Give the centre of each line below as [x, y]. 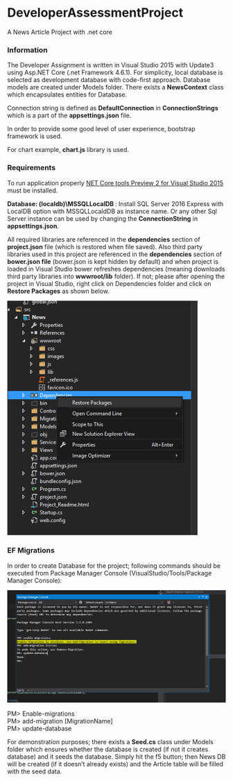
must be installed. [33, 190]
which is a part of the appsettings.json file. [69, 115]
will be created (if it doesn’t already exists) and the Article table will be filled [115, 764]
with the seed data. [35, 771]
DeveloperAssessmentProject [95, 13]
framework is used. [35, 136]
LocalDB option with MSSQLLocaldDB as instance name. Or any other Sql [112, 211]
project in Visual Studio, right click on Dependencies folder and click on [109, 283]
